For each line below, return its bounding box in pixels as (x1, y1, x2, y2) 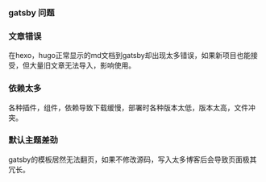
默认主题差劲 (8, 134, 59, 146)
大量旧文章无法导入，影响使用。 (29, 60, 135, 70)
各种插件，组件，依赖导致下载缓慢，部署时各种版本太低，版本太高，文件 (8, 102, 248, 112)
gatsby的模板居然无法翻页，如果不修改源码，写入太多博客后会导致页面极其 (8, 155, 257, 164)
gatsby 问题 (8, 6, 55, 18)
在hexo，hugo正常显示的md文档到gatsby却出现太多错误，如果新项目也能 (8, 51, 251, 60)
